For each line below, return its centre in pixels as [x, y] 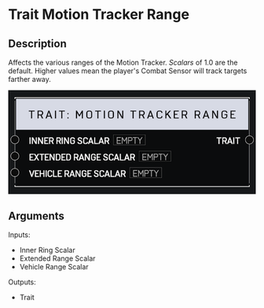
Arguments [37, 216]
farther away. [29, 79]
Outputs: [22, 282]
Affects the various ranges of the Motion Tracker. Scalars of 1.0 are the [123, 62]
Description [37, 44]
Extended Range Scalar [57, 258]
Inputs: [19, 235]
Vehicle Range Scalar [54, 267]
